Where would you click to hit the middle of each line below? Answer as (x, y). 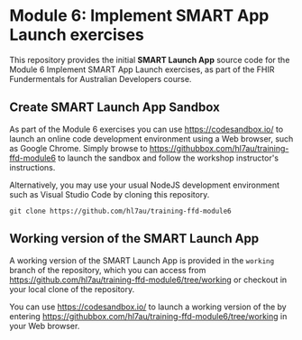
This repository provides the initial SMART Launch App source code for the (150, 60)
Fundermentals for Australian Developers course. (101, 78)
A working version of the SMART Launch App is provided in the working (142, 260)
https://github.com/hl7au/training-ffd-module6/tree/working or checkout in (148, 280)
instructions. (32, 167)
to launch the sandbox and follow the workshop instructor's (169, 158)
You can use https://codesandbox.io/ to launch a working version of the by (148, 307)
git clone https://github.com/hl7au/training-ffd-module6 (120, 211)
